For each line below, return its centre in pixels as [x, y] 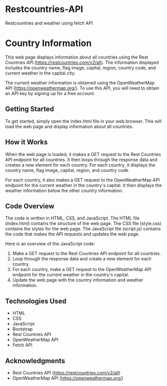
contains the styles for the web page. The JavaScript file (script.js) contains [83, 229]
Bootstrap [22, 329]
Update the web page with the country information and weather [78, 280]
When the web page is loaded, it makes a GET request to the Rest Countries [83, 154]
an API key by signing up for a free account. [50, 93]
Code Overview [30, 206]
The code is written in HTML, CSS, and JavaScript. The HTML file [72, 218]
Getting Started [30, 109]
